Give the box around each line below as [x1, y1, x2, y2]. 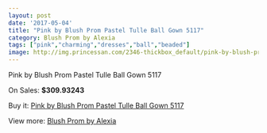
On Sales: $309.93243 [8, 85, 85, 95]
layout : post [8, 11, 52, 20]
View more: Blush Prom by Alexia [8, 116, 117, 125]
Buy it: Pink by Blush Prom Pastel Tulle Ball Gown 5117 [8, 101, 184, 110]
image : [8, 48, 30, 56]
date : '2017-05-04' [8, 19, 73, 27]
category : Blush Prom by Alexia [8, 33, 115, 42]
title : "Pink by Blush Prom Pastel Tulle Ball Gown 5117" [8, 26, 204, 34]
